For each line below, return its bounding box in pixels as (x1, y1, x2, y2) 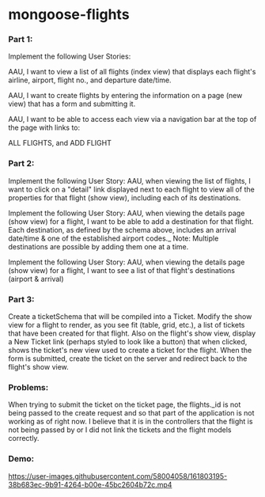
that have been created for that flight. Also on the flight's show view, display (8, 328, 256, 338)
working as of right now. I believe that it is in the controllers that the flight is (8, 417, 253, 427)
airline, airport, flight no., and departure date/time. (8, 75, 172, 85)
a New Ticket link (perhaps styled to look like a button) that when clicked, (8, 337, 248, 347)
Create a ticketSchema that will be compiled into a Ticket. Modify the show (8, 312, 252, 321)
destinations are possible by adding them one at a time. (8, 241, 189, 251)
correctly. (8, 434, 40, 443)
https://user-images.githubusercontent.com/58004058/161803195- (8, 471, 228, 480)
